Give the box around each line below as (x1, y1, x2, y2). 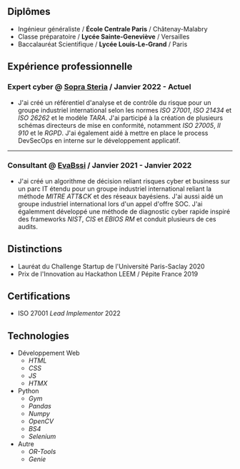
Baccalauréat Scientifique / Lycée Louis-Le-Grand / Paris (17, 39, 188, 49)
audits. (17, 222, 38, 231)
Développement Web (17, 349, 80, 358)
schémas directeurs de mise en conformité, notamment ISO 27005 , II (17, 121, 221, 129)
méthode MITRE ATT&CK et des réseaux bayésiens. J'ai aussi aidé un (17, 192, 224, 201)
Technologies (7, 330, 70, 342)
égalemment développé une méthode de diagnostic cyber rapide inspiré (17, 207, 231, 216)
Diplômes (7, 6, 51, 18)
